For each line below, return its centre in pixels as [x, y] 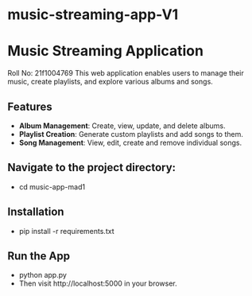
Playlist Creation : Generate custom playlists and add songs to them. [131, 134]
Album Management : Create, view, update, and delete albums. [122, 126]
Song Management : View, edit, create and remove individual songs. [130, 142]
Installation [36, 212]
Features [30, 106]
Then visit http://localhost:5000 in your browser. [98, 283]
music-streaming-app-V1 [93, 15]
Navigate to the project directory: [92, 167]
